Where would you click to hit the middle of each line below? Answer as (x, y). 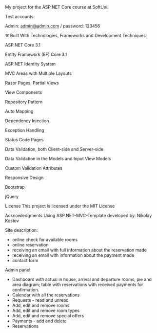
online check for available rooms (45, 240)
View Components (24, 92)
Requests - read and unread (40, 300)
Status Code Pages (24, 140)
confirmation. (26, 290)
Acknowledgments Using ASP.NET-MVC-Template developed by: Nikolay (78, 215)
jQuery (12, 197)
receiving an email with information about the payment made (73, 255)
